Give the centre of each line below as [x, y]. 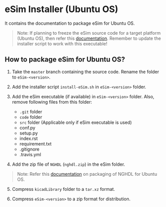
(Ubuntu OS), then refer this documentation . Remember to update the [89, 38]
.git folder [31, 111]
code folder [31, 117]
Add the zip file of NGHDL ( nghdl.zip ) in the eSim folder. [68, 164]
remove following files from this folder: [52, 102]
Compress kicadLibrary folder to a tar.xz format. [63, 189]
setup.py [29, 133]
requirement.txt [35, 144]
